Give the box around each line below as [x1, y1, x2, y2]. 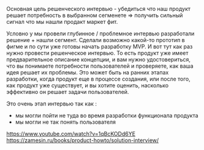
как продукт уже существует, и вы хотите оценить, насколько [6, 82, 169, 89]
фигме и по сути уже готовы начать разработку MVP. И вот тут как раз [6, 43, 193, 50]
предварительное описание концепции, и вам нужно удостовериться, [6, 56, 191, 63]
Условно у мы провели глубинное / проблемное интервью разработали [6, 30, 195, 37]
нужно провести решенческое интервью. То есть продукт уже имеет [6, 49, 189, 57]
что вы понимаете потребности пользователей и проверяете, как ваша [6, 62, 194, 70]
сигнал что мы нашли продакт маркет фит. [6, 18, 118, 25]
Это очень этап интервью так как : [6, 100, 97, 107]
